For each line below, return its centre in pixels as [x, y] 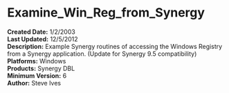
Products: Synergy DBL [41, 68]
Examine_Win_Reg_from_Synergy [106, 13]
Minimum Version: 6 [37, 75]
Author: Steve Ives [34, 83]
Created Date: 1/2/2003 [42, 32]
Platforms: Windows [37, 61]
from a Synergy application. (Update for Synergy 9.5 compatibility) [102, 54]
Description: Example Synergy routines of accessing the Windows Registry [115, 46]
